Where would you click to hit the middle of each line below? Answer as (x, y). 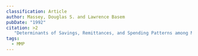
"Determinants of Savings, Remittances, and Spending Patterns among (101, 33)
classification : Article (37, 11)
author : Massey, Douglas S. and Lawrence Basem (66, 17)
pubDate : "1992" (26, 22)
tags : (13, 38)
